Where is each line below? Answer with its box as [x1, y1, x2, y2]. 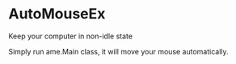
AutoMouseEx [8, 5, 106, 23]
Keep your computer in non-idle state [8, 31, 133, 41]
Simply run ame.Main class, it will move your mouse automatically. [8, 46, 229, 56]
